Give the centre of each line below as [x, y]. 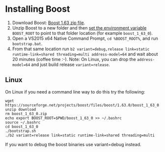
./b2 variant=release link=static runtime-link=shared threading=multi [80, 135]
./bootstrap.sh [21, 131]
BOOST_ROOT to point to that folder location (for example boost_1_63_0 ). [82, 33]
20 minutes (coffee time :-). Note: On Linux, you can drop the [74, 59]
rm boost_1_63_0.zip [26, 114]
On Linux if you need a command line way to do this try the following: [75, 91]
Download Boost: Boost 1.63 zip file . [49, 23]
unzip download [21, 109]
